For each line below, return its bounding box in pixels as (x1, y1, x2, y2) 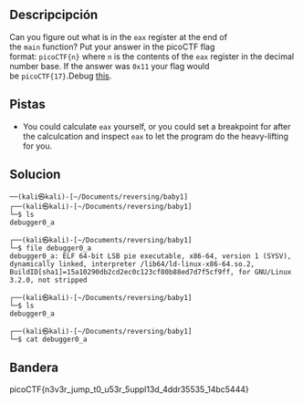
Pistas (9, 97, 46, 112)
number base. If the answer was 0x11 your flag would (9, 60, 210, 71)
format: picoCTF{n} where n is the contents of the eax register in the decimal (9, 50, 295, 62)
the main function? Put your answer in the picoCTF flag (9, 41, 215, 52)
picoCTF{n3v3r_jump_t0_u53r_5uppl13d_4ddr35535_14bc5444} (9, 384, 249, 395)
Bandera (9, 359, 59, 375)
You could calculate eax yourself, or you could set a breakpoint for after (22, 120, 291, 131)
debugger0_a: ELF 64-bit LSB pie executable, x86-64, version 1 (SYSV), (9, 252, 292, 261)
